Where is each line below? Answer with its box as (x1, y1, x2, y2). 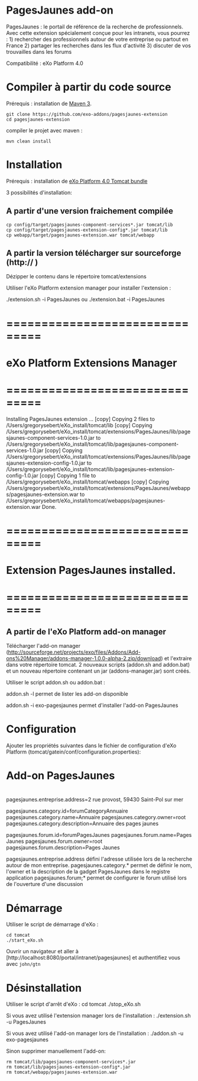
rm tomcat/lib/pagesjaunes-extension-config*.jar (6, 1064, 131, 1070)
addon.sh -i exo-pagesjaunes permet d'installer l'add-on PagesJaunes (6, 702, 178, 709)
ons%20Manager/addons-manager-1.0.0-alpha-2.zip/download (6, 655, 161, 662)
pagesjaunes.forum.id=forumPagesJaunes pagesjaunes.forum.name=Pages (6, 832, 192, 839)
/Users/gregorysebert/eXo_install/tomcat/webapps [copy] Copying (6, 478, 170, 485)
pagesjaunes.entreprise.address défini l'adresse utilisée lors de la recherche (6, 855, 193, 863)
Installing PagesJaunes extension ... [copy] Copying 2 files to (6, 415, 155, 423)
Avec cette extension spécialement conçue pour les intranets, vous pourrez (6, 29, 190, 36)
